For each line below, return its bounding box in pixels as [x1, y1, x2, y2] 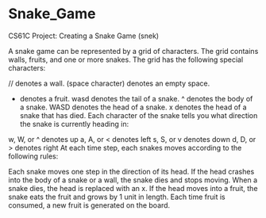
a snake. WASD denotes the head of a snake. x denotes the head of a [19, 102, 248, 112]
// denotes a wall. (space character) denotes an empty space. [8, 78, 210, 88]
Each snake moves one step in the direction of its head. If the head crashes [8, 166, 255, 176]
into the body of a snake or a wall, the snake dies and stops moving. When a [8, 175, 258, 185]
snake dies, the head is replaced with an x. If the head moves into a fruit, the [8, 183, 258, 193]
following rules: [8, 151, 59, 161]
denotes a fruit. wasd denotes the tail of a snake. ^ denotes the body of [19, 94, 253, 103]
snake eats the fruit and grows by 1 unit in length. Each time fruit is [8, 192, 226, 201]
